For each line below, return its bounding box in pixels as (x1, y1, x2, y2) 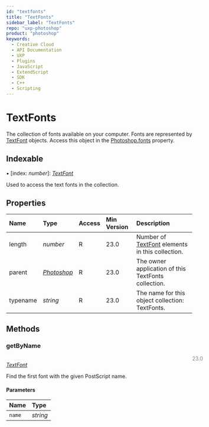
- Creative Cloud (11, 42, 54, 48)
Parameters (6, 386, 35, 393)
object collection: (136, 296, 184, 305)
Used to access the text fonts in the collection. (6, 181, 119, 188)
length (9, 240, 27, 249)
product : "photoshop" (6, 31, 60, 37)
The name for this (136, 289, 185, 297)
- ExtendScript (11, 69, 49, 75)
